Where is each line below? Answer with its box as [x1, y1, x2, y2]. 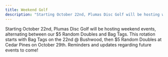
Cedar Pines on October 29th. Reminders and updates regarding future [5, 41, 151, 47]
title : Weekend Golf [5, 7, 48, 12]
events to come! [5, 47, 38, 53]
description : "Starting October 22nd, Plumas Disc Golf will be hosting [5, 12, 160, 17]
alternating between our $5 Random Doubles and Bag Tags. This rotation [5, 31, 155, 37]
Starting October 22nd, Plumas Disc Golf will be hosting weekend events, [5, 25, 156, 31]
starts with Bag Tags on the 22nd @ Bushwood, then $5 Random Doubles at [5, 36, 162, 42]
